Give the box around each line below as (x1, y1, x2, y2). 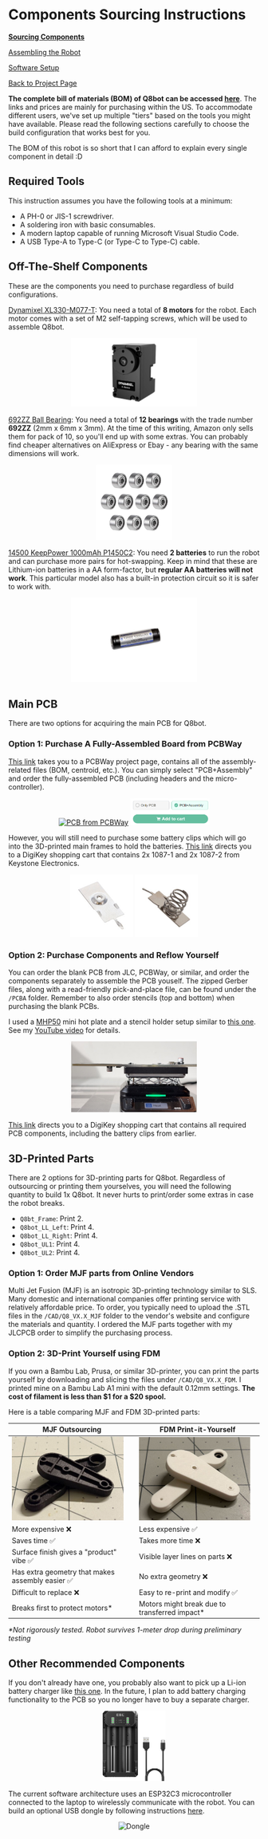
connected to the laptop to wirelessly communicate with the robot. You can (8, 1797, 255, 1807)
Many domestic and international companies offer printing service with (8, 1294, 241, 1304)
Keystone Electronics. (8, 859, 80, 868)
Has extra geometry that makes (11, 1567, 116, 1577)
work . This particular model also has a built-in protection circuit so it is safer (8, 573, 259, 583)
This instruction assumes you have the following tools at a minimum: (8, 195, 233, 205)
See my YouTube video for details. (8, 1026, 121, 1035)
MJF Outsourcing (42, 1425, 102, 1435)
